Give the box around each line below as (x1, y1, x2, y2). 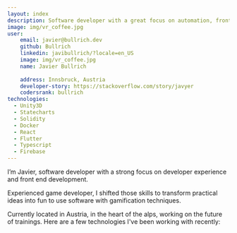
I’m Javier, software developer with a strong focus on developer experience (7, 167, 227, 176)
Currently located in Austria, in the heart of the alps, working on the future (7, 210, 223, 218)
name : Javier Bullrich (20, 63, 87, 70)
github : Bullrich (20, 43, 71, 50)
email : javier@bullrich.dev (20, 37, 102, 44)
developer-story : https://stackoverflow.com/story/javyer (20, 83, 194, 90)
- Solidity (13, 115, 46, 122)
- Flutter (13, 135, 42, 142)
